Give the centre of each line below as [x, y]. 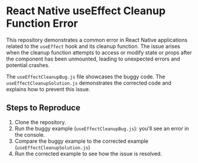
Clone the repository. [40, 122]
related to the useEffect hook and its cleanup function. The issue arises [93, 46]
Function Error [42, 23]
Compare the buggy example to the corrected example [82, 141]
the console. [30, 135]
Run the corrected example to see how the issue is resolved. [88, 154]
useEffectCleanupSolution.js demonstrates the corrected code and [89, 83]
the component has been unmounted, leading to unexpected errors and [93, 59]
